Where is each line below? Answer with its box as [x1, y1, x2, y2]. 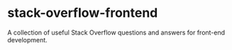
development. [7, 35, 48, 44]
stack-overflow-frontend [7, 5, 158, 21]
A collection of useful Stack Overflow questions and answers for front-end [7, 28, 226, 37]
